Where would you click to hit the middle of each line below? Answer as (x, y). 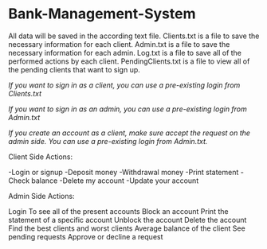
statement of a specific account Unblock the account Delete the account (128, 220)
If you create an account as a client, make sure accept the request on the (130, 133)
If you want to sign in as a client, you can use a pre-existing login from (124, 85)
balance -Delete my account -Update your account (115, 181)
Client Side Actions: (41, 157)
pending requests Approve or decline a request (86, 236)
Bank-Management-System (102, 14)
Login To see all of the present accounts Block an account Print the (118, 211)
